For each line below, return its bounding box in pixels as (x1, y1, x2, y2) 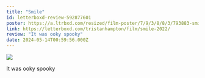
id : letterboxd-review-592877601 (6, 15, 92, 21)
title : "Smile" (6, 8, 45, 15)
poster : (6, 20, 26, 26)
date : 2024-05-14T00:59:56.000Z (6, 37, 88, 43)
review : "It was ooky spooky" (6, 31, 84, 37)
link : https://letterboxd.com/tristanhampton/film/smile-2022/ (6, 25, 171, 32)
